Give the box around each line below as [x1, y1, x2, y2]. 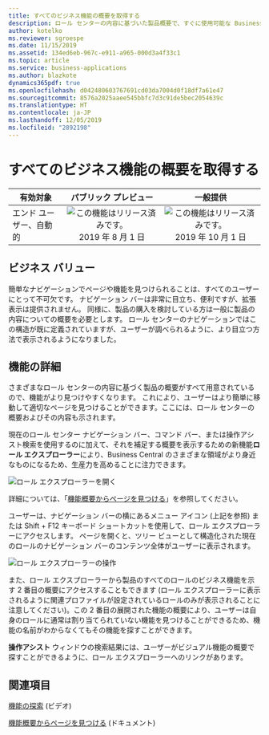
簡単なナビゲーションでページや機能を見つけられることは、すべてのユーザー [8, 284, 260, 294]
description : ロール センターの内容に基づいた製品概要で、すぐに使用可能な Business [8, 19, 264, 27]
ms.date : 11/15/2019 [8, 42, 78, 50]
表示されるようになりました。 [22, 334, 121, 343]
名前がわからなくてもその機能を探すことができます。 [22, 625, 197, 635]
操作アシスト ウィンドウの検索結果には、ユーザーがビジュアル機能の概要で [8, 643, 255, 652]
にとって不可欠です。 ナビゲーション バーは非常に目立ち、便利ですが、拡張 [8, 294, 256, 303]
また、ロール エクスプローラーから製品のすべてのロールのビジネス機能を [8, 575, 248, 585]
